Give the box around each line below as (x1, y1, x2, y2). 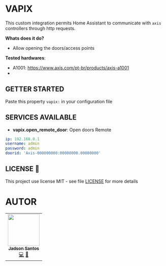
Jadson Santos (8, 245, 40, 251)
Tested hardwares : (5, 54, 46, 61)
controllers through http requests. (5, 25, 76, 31)
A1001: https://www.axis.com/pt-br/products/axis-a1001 (12, 65, 129, 71)
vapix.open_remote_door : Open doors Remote (12, 127, 112, 133)
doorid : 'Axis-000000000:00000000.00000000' (5, 151, 101, 156)
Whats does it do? (5, 35, 44, 41)
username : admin (5, 141, 40, 146)
